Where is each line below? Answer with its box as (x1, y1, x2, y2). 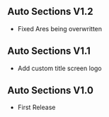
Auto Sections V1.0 (7, 84, 94, 96)
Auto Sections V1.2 (7, 6, 93, 18)
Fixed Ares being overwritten (17, 24, 103, 33)
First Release (17, 103, 56, 112)
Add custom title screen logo (17, 64, 103, 72)
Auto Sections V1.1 (7, 45, 91, 57)
